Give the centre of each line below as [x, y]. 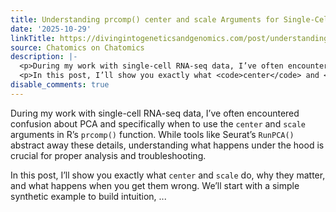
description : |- [44, 57]
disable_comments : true [60, 85]
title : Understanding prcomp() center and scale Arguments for [145, 19]
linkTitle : [33, 38]
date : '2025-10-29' [51, 29]
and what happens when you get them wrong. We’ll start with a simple [155, 185]
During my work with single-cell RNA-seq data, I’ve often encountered [155, 113]
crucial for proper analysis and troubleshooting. [108, 155]
